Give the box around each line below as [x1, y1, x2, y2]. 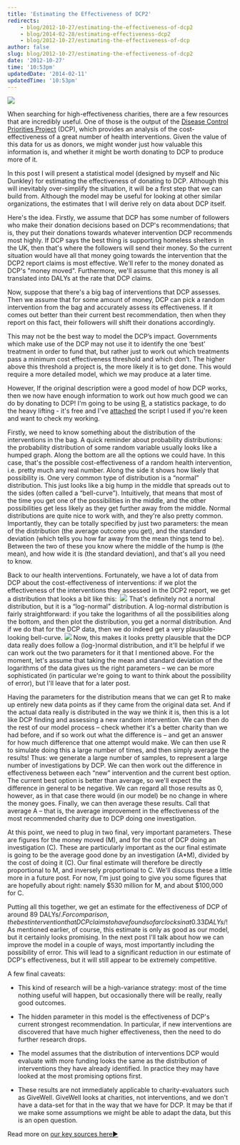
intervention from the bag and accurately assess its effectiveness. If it [7, 303, 213, 311]
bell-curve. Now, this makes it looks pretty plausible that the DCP [31, 634, 231, 642]
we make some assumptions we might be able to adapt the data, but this [17, 1109, 231, 1117]
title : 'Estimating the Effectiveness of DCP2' [7, 10, 152, 18]
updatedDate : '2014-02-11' [7, 70, 88, 77]
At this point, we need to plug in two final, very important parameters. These [7, 828, 232, 836]
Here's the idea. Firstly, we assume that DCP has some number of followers [7, 214, 230, 222]
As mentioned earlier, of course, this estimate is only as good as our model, [7, 926, 230, 934]
